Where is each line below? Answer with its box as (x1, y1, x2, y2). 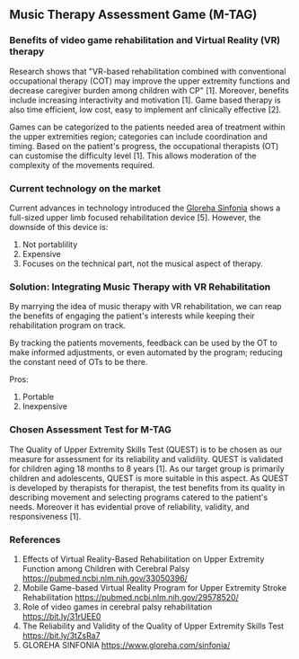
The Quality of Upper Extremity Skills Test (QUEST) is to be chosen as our (9, 444, 283, 455)
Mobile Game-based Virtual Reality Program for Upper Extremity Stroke (22, 582, 287, 592)
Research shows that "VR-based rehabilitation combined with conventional (9, 66, 286, 76)
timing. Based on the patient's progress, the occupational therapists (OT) (9, 140, 279, 151)
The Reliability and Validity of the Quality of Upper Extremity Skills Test (22, 620, 285, 631)
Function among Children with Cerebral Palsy (22, 563, 190, 574)
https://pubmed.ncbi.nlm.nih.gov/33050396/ (22, 573, 189, 583)
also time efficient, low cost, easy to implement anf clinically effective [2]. (9, 103, 281, 115)
